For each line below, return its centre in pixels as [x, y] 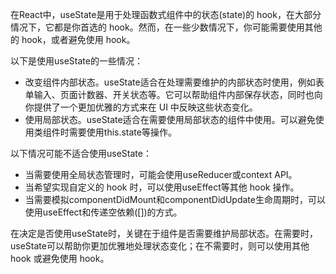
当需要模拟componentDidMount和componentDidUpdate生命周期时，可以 [175, 199]
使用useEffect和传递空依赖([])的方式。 [103, 212]
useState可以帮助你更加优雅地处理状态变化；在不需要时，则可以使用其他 [160, 246]
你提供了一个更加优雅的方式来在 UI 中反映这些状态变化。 [141, 107]
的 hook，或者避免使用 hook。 [73, 39]
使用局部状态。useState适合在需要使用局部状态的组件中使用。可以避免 [170, 119]
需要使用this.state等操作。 [122, 132]
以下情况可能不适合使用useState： [81, 153]
